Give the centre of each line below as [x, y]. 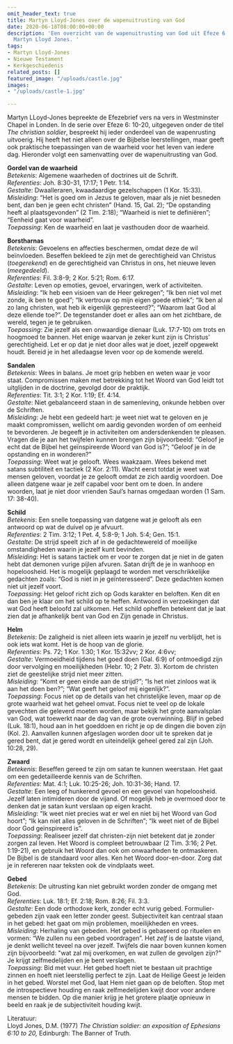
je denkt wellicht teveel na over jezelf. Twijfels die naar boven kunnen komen [117, 946]
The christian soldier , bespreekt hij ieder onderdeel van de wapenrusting [112, 133]
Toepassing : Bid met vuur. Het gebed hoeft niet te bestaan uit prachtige [110, 968]
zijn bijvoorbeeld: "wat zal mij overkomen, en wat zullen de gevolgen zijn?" [114, 953]
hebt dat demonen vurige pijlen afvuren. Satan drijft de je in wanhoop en [111, 564]
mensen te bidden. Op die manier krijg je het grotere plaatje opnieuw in [109, 997]
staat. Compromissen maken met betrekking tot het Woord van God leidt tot [115, 380]
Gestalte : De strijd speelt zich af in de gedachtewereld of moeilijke [102, 542]
